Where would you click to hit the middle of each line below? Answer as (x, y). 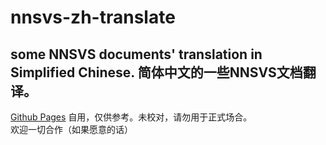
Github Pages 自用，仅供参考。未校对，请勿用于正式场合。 (131, 117)
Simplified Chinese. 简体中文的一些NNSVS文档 (156, 72)
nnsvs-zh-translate (93, 17)
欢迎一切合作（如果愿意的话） (71, 129)
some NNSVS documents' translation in (136, 54)
